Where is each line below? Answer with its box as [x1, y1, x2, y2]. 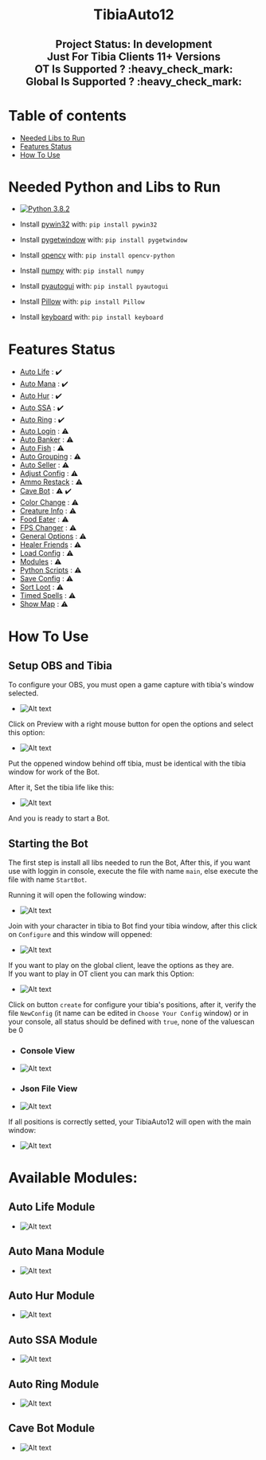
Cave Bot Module [8, 1422, 96, 1435]
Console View [19, 1045, 76, 1057]
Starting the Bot [8, 836, 89, 850]
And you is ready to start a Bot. [8, 813, 110, 823]
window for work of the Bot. [8, 767, 100, 777]
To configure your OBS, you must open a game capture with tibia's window [8, 680, 255, 690]
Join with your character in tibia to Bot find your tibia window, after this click [8, 921, 257, 931]
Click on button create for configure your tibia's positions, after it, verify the [8, 1000, 256, 1009]
